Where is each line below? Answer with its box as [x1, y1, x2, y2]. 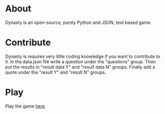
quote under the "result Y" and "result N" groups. [5, 69, 106, 75]
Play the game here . [5, 103, 46, 109]
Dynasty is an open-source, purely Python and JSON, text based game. [5, 19, 152, 25]
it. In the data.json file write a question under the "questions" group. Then [5, 58, 156, 65]
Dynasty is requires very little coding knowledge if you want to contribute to [5, 53, 161, 59]
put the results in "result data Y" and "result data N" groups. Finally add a [5, 64, 156, 70]
